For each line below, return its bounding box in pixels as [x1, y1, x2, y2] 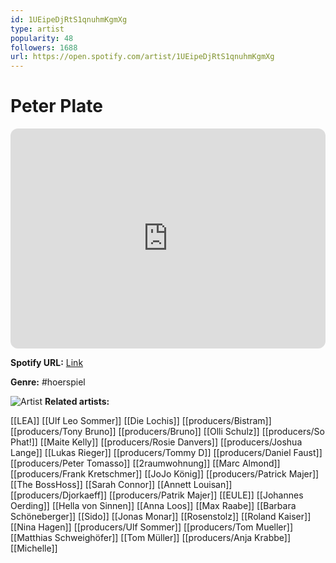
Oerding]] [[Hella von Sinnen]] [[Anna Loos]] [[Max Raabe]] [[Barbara [10, 500, 297, 512]
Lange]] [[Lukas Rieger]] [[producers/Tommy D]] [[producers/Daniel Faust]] [10, 447, 323, 459]
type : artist [10, 24, 65, 34]
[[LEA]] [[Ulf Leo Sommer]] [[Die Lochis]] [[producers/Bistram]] [10, 415, 272, 427]
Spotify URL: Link [10, 357, 84, 369]
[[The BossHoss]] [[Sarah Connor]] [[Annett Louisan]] [10, 479, 233, 491]
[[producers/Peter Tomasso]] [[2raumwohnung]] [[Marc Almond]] [10, 457, 281, 470]
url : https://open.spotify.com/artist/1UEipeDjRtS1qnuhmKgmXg [10, 52, 275, 62]
